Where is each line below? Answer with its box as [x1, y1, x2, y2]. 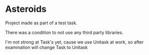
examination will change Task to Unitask [5, 44, 88, 50]
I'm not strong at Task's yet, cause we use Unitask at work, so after [5, 39, 144, 45]
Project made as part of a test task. [5, 20, 77, 26]
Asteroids [5, 3, 46, 15]
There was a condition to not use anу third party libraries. [5, 29, 123, 35]
